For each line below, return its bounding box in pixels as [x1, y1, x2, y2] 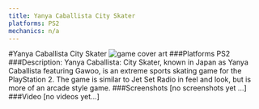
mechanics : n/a [8, 27, 60, 35]
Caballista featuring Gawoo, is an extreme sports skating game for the [8, 66, 242, 76]
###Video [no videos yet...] [8, 92, 100, 102]
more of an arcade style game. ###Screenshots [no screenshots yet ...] [8, 83, 247, 93]
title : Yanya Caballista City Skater [8, 11, 136, 20]
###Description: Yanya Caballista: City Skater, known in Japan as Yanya [8, 57, 249, 67]
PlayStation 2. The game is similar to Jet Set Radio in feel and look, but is [8, 74, 252, 85]
